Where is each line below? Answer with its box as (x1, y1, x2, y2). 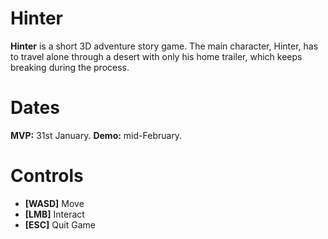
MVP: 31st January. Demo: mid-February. (10, 129, 183, 141)
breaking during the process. (10, 61, 130, 73)
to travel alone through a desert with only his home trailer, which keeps (10, 50, 303, 62)
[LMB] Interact (24, 208, 85, 220)
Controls (10, 165, 84, 187)
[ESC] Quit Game (24, 218, 96, 231)
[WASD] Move (24, 197, 85, 209)
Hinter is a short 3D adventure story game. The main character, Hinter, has (10, 40, 319, 52)
